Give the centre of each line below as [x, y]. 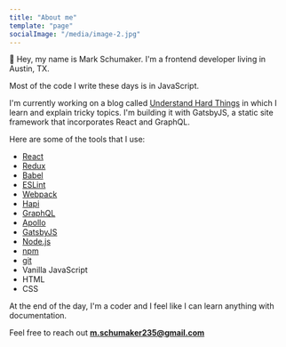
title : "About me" [43, 17]
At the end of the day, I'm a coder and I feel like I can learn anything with [142, 306]
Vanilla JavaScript [55, 270]
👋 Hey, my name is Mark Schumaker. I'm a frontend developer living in [138, 60]
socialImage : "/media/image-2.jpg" [75, 34]
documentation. [38, 316]
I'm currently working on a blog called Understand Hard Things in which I [143, 103]
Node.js [36, 242]
